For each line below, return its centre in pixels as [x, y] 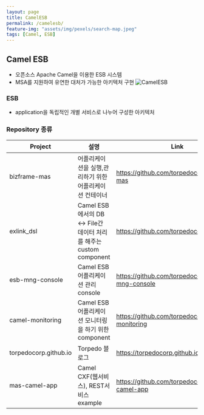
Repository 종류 [29, 129]
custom [88, 249]
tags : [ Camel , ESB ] [31, 35]
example [90, 403]
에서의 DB [91, 214]
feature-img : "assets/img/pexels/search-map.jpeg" [72, 29]
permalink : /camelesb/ [35, 23]
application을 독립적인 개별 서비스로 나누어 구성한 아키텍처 [85, 112]
